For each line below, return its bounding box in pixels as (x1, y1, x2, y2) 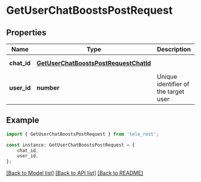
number (36, 84, 60, 92)
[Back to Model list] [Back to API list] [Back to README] (6, 169, 144, 177)
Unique (156, 72, 178, 81)
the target (156, 87, 184, 96)
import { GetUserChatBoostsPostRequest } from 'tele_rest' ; (6, 131, 160, 137)
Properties (6, 28, 47, 38)
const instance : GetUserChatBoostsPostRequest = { (6, 142, 135, 148)
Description (156, 45, 191, 53)
